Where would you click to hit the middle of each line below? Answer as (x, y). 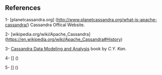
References (23, 8)
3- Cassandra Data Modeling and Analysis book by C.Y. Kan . (66, 48)
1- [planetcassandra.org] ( (31, 19)
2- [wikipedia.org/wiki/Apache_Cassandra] (48, 34)
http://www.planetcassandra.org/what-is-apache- (107, 19)
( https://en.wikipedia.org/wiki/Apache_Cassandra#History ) (64, 39)
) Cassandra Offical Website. (56, 25)
